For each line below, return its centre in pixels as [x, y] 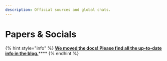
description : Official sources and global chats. [58, 10]
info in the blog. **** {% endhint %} [42, 53]
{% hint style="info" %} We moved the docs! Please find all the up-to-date [83, 48]
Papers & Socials [41, 34]
